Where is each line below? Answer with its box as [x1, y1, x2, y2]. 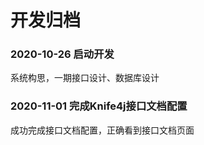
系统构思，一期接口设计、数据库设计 [10, 72, 160, 84]
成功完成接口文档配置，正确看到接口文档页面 [10, 124, 195, 136]
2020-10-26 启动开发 [10, 47, 115, 61]
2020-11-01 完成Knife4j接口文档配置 [10, 99, 188, 113]
